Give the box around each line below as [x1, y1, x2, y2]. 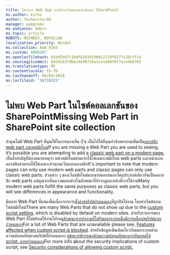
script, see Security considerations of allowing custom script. [6, 244, 133, 250]
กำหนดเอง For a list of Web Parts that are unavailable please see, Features [6, 221, 155, 227]
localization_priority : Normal [6, 40, 72, 46]
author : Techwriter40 [6, 17, 51, 22]
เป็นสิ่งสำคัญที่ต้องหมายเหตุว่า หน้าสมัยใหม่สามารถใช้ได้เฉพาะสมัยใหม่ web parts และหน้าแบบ [6, 155, 163, 161]
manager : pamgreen [6, 21, 44, 27]
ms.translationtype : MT [6, 64, 56, 69]
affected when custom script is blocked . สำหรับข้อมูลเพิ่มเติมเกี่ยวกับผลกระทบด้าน [6, 227, 158, 233]
